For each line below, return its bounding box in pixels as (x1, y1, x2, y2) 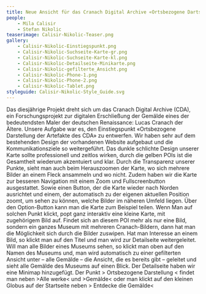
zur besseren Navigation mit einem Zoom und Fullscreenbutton (6, 177, 166, 185)
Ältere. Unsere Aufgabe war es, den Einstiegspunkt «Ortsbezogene (6, 125, 176, 133)
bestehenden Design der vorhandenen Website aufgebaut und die (6, 138, 174, 145)
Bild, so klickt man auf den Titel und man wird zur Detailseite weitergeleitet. (6, 236, 197, 243)
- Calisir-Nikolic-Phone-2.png (17, 77, 97, 83)
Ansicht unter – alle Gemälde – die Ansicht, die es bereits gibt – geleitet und (6, 255, 197, 263)
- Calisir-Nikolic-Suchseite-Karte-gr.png (17, 49, 128, 55)
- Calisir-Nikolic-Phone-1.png (17, 72, 97, 78)
